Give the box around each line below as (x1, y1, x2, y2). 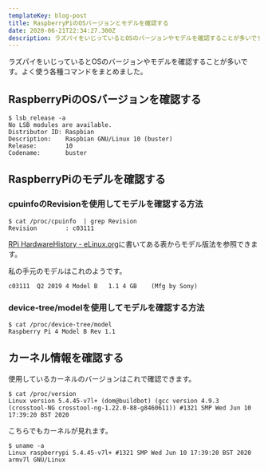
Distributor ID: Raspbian (8, 129, 94, 137)
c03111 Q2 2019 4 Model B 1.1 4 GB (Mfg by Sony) (8, 282, 198, 290)
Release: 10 (8, 142, 73, 150)
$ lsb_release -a (8, 114, 66, 122)
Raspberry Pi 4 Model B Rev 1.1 (8, 328, 116, 336)
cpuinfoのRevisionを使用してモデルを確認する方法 (8, 199, 203, 210)
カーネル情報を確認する (8, 351, 124, 365)
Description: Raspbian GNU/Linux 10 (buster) (8, 135, 173, 144)
